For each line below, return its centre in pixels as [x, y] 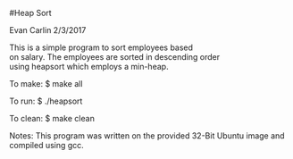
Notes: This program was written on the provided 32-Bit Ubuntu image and [147, 136]
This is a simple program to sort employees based [101, 47]
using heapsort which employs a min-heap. [89, 67]
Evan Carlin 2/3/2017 [48, 30]
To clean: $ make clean [52, 118]
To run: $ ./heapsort [46, 101]
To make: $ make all [46, 84]
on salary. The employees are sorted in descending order [115, 57]
